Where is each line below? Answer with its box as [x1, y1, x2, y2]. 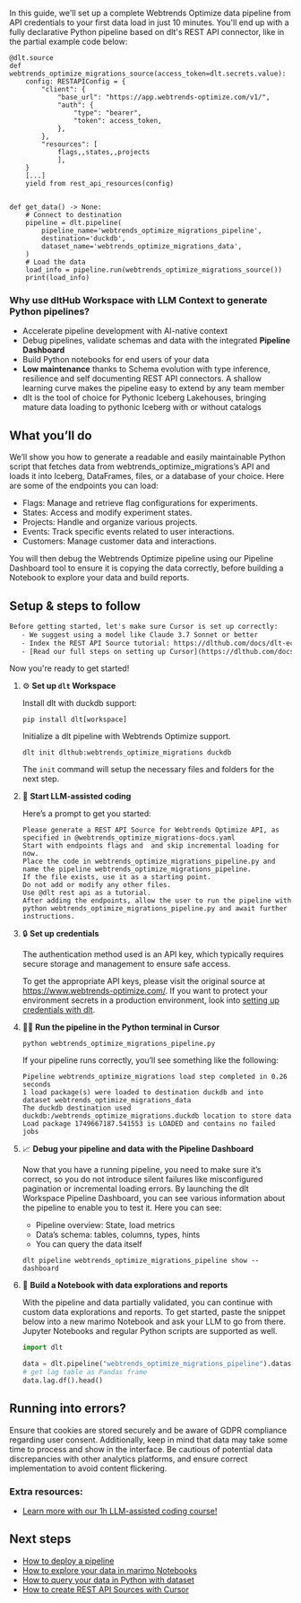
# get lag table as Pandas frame [21, 1368, 148, 1377]
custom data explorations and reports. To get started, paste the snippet [21, 1307, 286, 1318]
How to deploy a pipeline [21, 1555, 115, 1566]
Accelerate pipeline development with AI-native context [21, 326, 228, 336]
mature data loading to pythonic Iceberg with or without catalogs [21, 402, 262, 413]
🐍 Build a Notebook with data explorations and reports [21, 1280, 228, 1291]
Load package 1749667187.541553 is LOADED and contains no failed [21, 1119, 276, 1128]
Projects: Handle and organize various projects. [21, 517, 198, 527]
